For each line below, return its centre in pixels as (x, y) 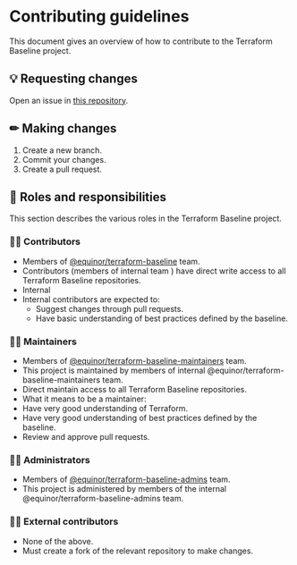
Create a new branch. (62, 150)
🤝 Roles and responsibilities (88, 197)
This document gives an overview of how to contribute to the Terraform (141, 41)
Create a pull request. (62, 169)
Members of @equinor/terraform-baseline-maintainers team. (135, 360)
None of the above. (58, 541)
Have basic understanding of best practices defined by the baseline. (162, 318)
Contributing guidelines (99, 17)
